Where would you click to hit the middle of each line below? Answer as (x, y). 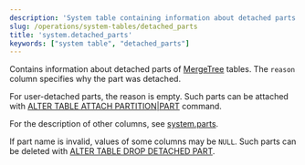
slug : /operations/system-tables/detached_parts (104, 26)
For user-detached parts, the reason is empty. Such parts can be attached (149, 97)
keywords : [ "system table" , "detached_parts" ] (100, 43)
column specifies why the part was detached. (95, 79)
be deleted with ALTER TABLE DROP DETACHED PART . (112, 151)
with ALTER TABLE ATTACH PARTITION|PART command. (116, 107)
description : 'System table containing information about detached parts (153, 18)
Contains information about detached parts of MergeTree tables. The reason (152, 69)
